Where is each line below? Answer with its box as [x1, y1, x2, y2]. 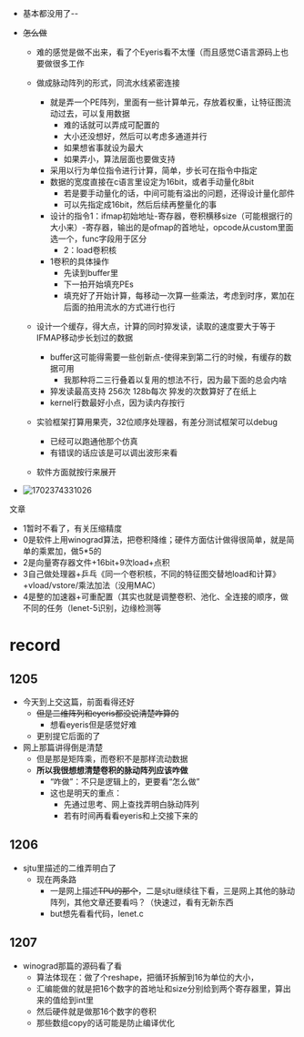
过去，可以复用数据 [57, 108, 130, 118]
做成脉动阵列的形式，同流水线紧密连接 [35, 77, 180, 88]
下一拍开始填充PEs [63, 279, 134, 290]
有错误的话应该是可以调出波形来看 [49, 447, 178, 458]
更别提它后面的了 [35, 731, 101, 741]
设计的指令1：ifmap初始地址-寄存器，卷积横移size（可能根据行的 [49, 210, 293, 221]
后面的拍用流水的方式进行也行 [63, 301, 176, 312]
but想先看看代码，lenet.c [49, 908, 144, 919]
